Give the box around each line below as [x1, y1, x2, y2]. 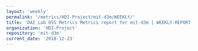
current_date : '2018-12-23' [6, 36, 75, 42]
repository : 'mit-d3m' [6, 30, 62, 36]
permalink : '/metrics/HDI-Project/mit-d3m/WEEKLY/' [6, 14, 136, 20]
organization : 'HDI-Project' [6, 25, 78, 31]
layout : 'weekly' [6, 8, 49, 15]
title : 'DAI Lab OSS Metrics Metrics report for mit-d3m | [6, 19, 154, 25]
